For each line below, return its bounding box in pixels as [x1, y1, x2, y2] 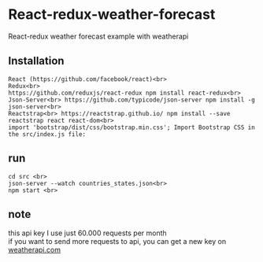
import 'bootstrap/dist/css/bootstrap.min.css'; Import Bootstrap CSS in [8, 124, 256, 131]
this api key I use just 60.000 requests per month [8, 228, 167, 238]
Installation [8, 54, 65, 68]
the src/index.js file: [8, 130, 87, 138]
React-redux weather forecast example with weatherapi [8, 31, 189, 41]
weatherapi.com [8, 245, 61, 255]
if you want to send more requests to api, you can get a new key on [8, 237, 227, 246]
